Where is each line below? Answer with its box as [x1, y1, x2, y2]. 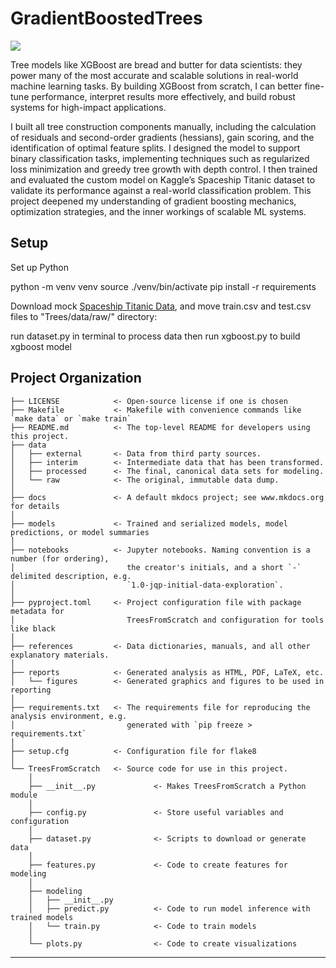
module [10, 790, 38, 800]
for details [10, 501, 60, 511]
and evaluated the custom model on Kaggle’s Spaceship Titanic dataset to [10, 173, 316, 186]
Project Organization [10, 370, 142, 387]
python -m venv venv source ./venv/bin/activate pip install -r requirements [10, 280, 317, 292]
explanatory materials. [10, 650, 110, 660]
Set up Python [10, 261, 69, 273]
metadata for [10, 606, 65, 616]
